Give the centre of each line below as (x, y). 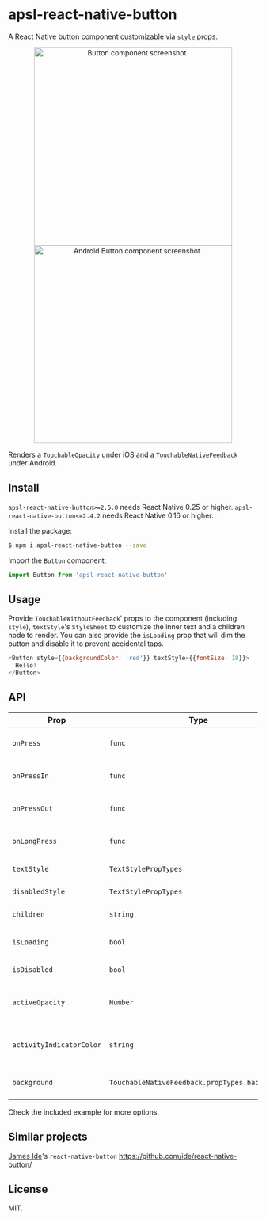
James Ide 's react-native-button (63, 1156)
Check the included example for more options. (84, 1112)
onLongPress (35, 841)
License (28, 1189)
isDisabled (32, 970)
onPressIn (30, 776)
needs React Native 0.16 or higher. (158, 515)
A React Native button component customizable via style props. (113, 36)
